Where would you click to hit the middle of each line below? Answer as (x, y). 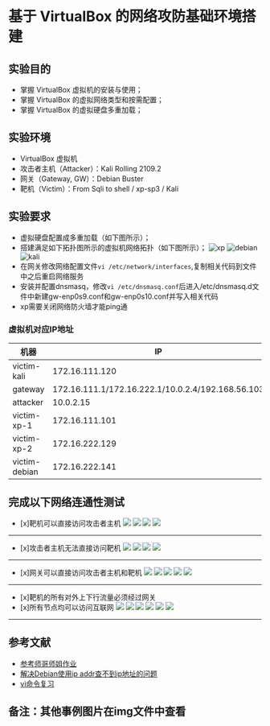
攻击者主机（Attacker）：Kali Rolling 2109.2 (91, 168)
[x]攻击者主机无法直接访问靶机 (70, 547)
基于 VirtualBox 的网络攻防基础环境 (125, 16)
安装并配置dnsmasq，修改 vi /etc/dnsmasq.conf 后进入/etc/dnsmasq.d (136, 286)
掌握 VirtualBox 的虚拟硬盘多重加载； (81, 110)
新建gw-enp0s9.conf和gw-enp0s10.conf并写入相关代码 (126, 296)
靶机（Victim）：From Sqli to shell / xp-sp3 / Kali (99, 188)
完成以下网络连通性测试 (66, 503)
